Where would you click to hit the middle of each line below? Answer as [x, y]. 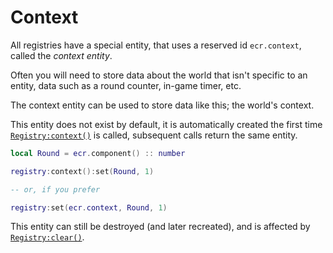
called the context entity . [61, 55]
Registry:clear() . [47, 237]
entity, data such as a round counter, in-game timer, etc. [126, 85]
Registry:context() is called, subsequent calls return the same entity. [154, 135]
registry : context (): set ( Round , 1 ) [82, 171]
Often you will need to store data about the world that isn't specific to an [159, 75]
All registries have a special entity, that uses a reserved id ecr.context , [156, 45]
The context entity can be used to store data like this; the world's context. [162, 105]
